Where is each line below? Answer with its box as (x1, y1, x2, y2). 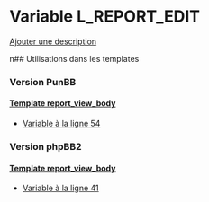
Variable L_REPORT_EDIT (9, 6, 201, 27)
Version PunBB (9, 75, 77, 88)
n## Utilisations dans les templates (9, 53, 140, 64)
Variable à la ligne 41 (22, 182, 99, 194)
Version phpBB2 (9, 140, 83, 153)
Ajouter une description (9, 36, 97, 47)
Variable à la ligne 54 (22, 119, 101, 129)
